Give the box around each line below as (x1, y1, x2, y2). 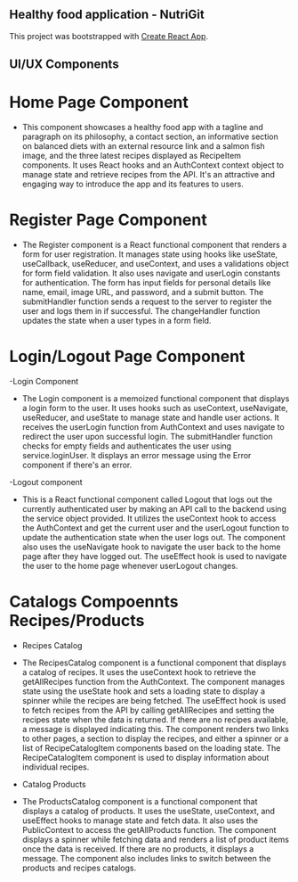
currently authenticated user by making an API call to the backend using (21, 504, 287, 515)
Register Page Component (9, 210, 207, 230)
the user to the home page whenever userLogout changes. (21, 561, 238, 572)
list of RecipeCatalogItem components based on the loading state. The (21, 742, 281, 753)
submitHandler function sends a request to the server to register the (21, 296, 273, 307)
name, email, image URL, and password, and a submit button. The (21, 287, 264, 298)
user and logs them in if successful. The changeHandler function (21, 306, 261, 317)
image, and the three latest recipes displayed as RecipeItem (21, 151, 242, 161)
